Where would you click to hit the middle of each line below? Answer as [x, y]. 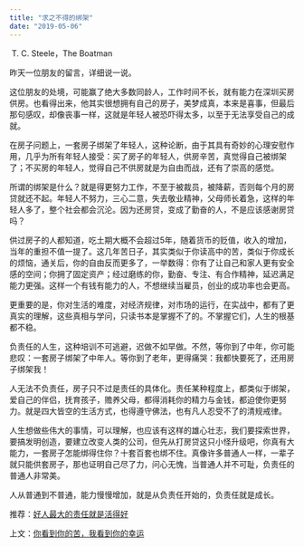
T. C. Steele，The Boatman [62, 53]
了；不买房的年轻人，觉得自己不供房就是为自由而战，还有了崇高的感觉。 [144, 168]
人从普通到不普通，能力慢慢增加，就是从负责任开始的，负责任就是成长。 [144, 494]
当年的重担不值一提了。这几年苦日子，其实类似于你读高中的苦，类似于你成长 [152, 251]
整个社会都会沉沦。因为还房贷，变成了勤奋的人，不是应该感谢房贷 [171, 209]
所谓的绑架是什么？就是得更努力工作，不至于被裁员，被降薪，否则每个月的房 [152, 187]
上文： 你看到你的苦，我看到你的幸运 [77, 533]
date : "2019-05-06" [46, 26]
